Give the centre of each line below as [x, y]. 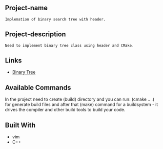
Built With [20, 125]
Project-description [36, 34]
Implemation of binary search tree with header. [55, 19]
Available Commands [38, 87]
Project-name [26, 8]
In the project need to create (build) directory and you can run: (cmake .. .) [80, 99]
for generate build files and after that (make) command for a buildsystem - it [81, 105]
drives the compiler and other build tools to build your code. [65, 110]
